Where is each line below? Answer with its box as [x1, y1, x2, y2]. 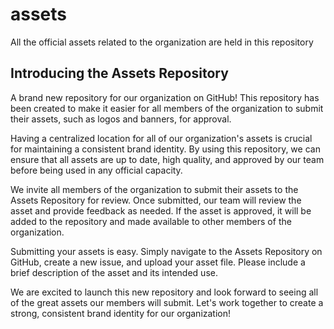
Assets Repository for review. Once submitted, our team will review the [10, 194, 302, 206]
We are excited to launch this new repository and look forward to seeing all [10, 286, 319, 298]
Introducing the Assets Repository [10, 65, 229, 82]
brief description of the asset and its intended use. [10, 266, 218, 278]
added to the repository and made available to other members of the [10, 215, 292, 227]
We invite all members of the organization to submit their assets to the [10, 183, 299, 195]
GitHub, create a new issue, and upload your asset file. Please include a [10, 256, 306, 268]
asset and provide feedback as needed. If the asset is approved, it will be [10, 204, 312, 217]
